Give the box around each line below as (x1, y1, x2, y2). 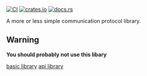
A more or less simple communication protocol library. (6, 17, 141, 24)
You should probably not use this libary (6, 51, 107, 58)
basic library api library (6, 62, 64, 69)
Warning (6, 35, 39, 45)
